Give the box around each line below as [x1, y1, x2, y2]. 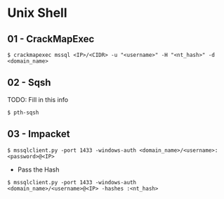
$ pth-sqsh [7, 109, 39, 116]
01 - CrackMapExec [7, 33, 95, 45]
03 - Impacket [7, 128, 70, 140]
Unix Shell [7, 5, 68, 21]
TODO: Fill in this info [7, 95, 69, 103]
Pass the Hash [17, 165, 60, 174]
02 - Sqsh [7, 77, 51, 89]
